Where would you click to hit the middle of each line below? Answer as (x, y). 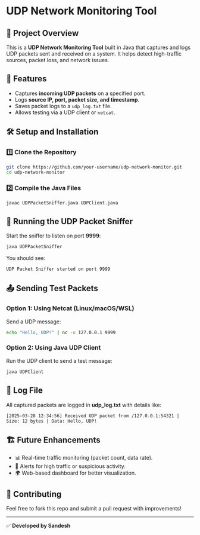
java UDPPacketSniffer (34, 247)
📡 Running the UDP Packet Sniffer (69, 221)
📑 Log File (24, 391)
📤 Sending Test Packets (52, 288)
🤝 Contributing (34, 494)
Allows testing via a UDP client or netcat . (65, 112)
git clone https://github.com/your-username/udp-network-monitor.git (94, 167)
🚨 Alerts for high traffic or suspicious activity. (70, 466)
